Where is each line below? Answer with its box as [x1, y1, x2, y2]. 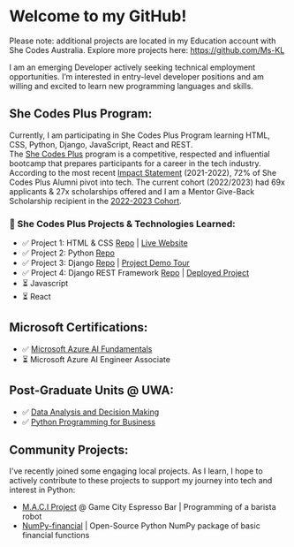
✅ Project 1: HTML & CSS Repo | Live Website [21, 238, 188, 248]
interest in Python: [9, 484, 76, 496]
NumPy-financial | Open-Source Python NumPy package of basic [21, 520, 260, 531]
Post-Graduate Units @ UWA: [9, 383, 174, 399]
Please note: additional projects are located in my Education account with [9, 35, 276, 46]
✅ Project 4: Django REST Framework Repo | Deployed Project [21, 268, 250, 278]
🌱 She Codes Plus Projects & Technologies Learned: [9, 217, 236, 230]
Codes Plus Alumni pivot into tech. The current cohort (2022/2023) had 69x [9, 177, 285, 187]
